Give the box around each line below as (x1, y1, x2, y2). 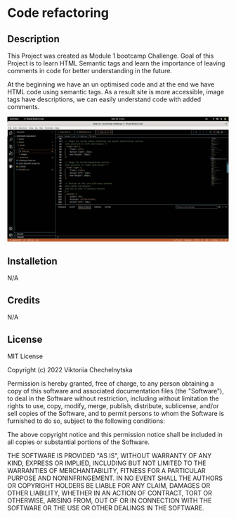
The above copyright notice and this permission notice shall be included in (7, 430, 223, 438)
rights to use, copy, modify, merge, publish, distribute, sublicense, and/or (7, 401, 219, 410)
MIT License (7, 352, 44, 360)
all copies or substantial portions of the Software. (7, 438, 150, 446)
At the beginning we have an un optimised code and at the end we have (7, 80, 215, 89)
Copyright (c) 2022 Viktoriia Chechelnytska (7, 365, 133, 374)
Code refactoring (7, 5, 109, 21)
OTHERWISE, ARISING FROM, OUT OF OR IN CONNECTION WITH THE (7, 496, 212, 505)
